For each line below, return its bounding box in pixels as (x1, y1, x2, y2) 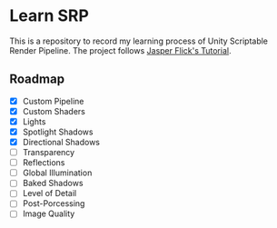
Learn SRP (9, 5, 89, 26)
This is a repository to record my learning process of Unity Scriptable (9, 35, 269, 46)
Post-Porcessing (22, 198, 85, 209)
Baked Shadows (22, 178, 84, 189)
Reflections (22, 157, 65, 168)
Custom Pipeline (22, 95, 84, 106)
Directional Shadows (22, 137, 100, 147)
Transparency (22, 147, 75, 158)
